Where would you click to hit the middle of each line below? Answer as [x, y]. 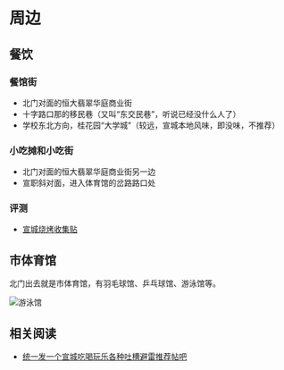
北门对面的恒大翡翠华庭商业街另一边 [89, 172]
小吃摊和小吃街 [42, 150]
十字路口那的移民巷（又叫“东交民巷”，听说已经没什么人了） [131, 114]
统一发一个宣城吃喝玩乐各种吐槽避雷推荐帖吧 [104, 357]
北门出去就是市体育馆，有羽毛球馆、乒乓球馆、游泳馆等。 [115, 283]
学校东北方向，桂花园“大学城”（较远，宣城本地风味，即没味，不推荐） [151, 125]
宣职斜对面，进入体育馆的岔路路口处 [89, 183]
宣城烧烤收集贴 [50, 230]
